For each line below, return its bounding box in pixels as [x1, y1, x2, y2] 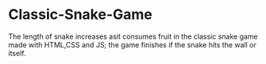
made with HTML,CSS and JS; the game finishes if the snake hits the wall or [8, 40, 256, 49]
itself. [8, 48, 26, 58]
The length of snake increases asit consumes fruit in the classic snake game [8, 32, 258, 41]
